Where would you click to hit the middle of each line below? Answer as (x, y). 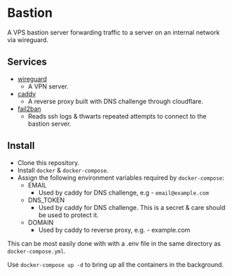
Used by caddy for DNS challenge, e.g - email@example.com (123, 192)
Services (27, 62)
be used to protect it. (69, 215)
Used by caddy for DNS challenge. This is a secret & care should (132, 207)
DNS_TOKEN (46, 200)
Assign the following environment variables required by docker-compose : (121, 178)
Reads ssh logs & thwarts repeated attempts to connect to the (117, 116)
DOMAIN (41, 222)
